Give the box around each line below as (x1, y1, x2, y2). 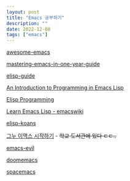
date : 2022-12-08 (6, 26, 51, 32)
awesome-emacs (6, 48, 50, 56)
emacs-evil (6, 144, 35, 152)
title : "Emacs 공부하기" (6, 15, 65, 21)
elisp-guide (6, 72, 36, 79)
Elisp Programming (6, 96, 54, 103)
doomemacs (6, 157, 38, 164)
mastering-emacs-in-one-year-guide (6, 61, 100, 68)
